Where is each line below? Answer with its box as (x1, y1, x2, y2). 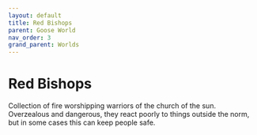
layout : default (8, 11, 62, 20)
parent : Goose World (8, 26, 77, 34)
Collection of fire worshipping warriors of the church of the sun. (8, 101, 216, 111)
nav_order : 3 (8, 33, 51, 42)
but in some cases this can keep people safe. (8, 118, 156, 127)
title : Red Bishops (8, 19, 73, 27)
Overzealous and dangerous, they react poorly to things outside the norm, (8, 110, 250, 119)
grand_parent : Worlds (8, 41, 80, 49)
